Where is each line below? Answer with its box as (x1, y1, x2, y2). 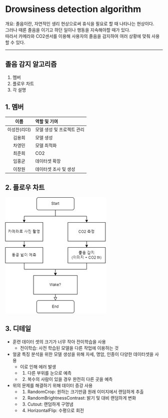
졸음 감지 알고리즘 (5, 60, 57, 68)
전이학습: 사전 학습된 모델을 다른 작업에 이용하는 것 (19, 345, 119, 351)
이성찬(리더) (7, 126, 31, 133)
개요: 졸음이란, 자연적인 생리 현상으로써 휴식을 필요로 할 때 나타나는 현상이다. (5, 20, 154, 26)
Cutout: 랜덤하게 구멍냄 (27, 401, 73, 407)
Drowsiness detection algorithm (5, 3, 141, 15)
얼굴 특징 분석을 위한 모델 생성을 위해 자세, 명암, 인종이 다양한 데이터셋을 (12, 351, 154, 357)
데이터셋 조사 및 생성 (35, 166, 75, 172)
